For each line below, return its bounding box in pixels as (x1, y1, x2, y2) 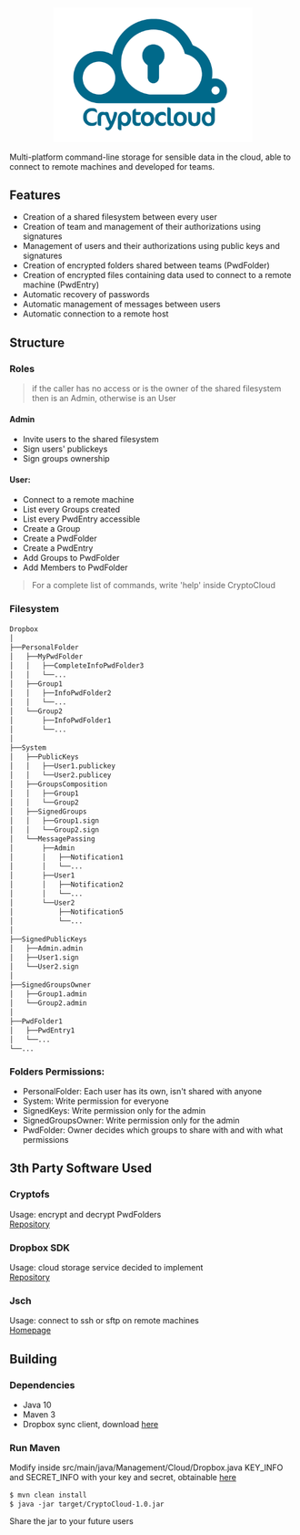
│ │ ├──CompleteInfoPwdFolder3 (9, 660, 145, 670)
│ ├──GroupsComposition (9, 779, 107, 789)
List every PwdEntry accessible (22, 513, 141, 524)
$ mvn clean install (9, 1490, 88, 1500)
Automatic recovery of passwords (22, 289, 150, 300)
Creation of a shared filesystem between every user (22, 212, 218, 223)
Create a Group (22, 524, 81, 534)
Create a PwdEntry (22, 543, 94, 554)
